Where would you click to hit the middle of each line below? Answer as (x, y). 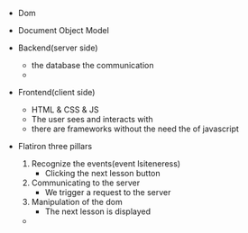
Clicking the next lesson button (102, 173)
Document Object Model (64, 30)
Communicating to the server (86, 183)
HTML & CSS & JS (65, 110)
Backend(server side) (58, 48)
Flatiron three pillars (55, 146)
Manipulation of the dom (77, 202)
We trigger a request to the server (108, 192)
